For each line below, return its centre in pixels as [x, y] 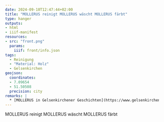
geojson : [14, 73]
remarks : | [16, 96]
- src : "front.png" [25, 41]
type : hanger [18, 19]
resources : [16, 37]
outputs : [14, 23]
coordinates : [23, 78]
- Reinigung [22, 60]
